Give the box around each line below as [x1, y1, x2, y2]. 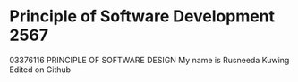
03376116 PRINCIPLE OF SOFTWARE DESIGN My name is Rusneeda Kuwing [9, 54, 290, 65]
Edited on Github [9, 64, 72, 75]
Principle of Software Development [9, 6, 276, 27]
